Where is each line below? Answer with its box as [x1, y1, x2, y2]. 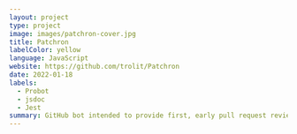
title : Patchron [9, 37, 69, 47]
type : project [9, 21, 62, 30]
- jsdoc [17, 94, 46, 104]
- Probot [17, 86, 49, 95]
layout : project [9, 12, 69, 22]
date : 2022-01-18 [9, 71, 73, 79]
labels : [9, 78, 38, 87]
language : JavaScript [9, 54, 89, 63]
